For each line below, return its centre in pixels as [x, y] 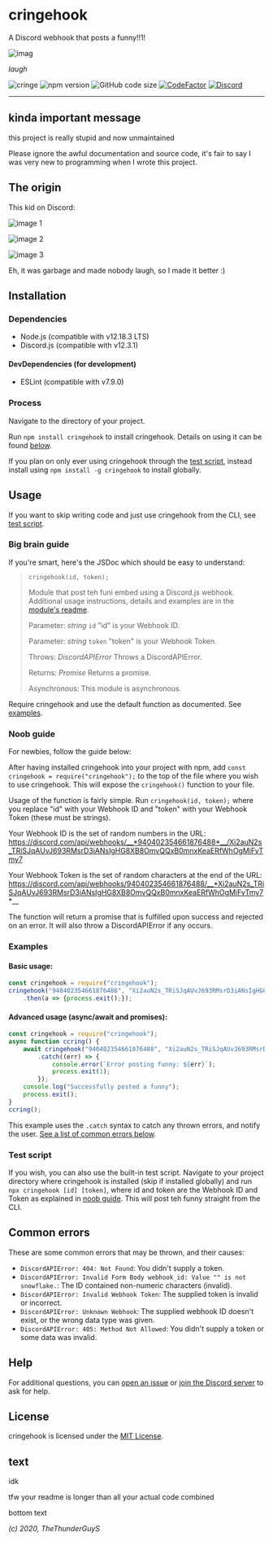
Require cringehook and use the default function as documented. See [125, 704]
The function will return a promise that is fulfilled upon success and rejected [136, 917]
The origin [35, 188]
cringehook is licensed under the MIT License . [86, 1436]
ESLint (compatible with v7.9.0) [72, 382]
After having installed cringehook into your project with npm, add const [127, 767]
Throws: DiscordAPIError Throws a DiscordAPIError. [115, 657]
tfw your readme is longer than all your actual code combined [111, 1497]
